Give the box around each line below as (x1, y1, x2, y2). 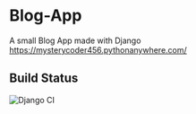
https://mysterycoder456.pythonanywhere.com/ (9, 44, 188, 55)
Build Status (9, 71, 79, 86)
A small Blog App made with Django (9, 35, 141, 46)
